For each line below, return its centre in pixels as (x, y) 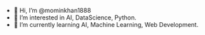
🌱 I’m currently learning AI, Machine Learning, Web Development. (106, 25)
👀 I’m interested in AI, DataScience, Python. (75, 17)
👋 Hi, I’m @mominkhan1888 (52, 10)
